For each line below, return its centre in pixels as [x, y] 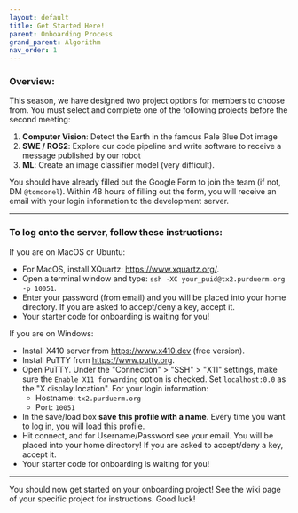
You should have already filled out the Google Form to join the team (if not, [145, 182]
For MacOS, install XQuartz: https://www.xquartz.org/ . [121, 269]
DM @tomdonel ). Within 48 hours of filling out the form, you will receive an [143, 192]
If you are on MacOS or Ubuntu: [67, 252]
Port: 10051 [55, 407]
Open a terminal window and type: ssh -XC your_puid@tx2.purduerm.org [153, 278]
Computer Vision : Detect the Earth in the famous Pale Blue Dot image [149, 137]
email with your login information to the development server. [119, 201]
